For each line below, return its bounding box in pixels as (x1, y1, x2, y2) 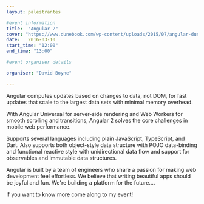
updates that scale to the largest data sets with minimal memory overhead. (6, 98, 193, 106)
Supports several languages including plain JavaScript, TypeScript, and (6, 135, 185, 142)
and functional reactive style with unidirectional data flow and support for (6, 148, 190, 155)
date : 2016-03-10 (6, 37, 56, 43)
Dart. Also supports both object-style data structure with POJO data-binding (6, 141, 197, 149)
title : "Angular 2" (6, 25, 59, 32)
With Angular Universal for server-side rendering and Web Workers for (6, 110, 183, 117)
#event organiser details (6, 59, 72, 65)
